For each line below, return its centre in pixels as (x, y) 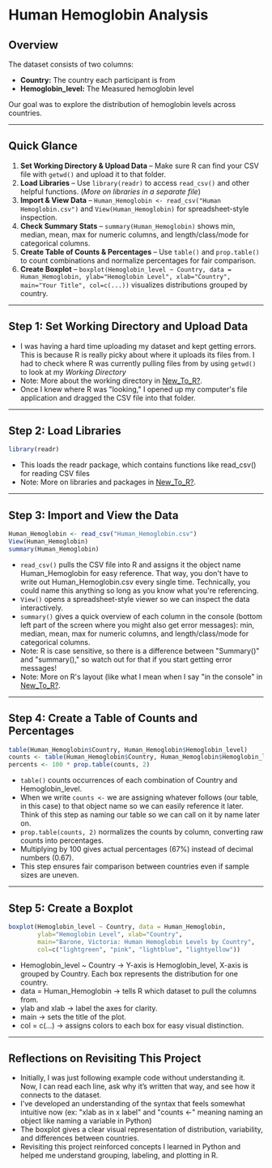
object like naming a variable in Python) (86, 1121)
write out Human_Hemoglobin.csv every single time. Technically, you (135, 582)
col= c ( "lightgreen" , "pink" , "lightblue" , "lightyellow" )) (139, 949)
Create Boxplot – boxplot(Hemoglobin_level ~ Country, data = (126, 268)
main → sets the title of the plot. (73, 1016)
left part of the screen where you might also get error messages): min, (137, 625)
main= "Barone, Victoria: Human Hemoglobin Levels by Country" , (146, 942)
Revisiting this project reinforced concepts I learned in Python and (130, 1147)
